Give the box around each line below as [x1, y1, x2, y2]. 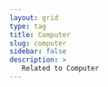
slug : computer [9, 38, 67, 48]
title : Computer [9, 30, 71, 39]
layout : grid [9, 13, 59, 23]
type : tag [9, 22, 47, 31]
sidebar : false [9, 47, 67, 56]
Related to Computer [21, 64, 100, 73]
